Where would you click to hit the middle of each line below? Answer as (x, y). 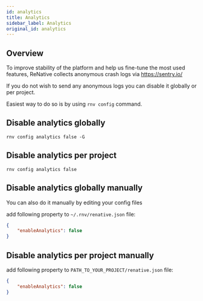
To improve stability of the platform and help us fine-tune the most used (96, 68)
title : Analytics (28, 18)
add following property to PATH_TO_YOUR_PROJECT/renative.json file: (90, 270)
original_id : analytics (36, 29)
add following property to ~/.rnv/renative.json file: (71, 214)
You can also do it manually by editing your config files (74, 202)
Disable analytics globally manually (75, 188)
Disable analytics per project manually (80, 255)
